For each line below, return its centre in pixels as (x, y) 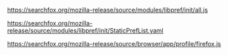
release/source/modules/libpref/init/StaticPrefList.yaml (86, 31)
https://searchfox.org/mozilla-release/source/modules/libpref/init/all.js (107, 10)
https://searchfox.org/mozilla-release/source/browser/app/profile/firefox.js (114, 44)
